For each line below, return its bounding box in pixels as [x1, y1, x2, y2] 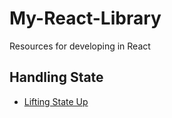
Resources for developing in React [9, 40, 151, 52]
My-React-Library [9, 7, 162, 30]
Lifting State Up [23, 95, 89, 107]
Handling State [9, 69, 104, 86]
